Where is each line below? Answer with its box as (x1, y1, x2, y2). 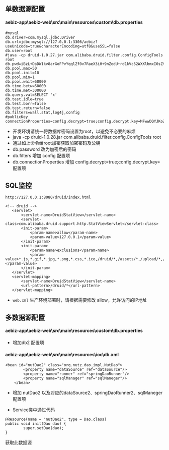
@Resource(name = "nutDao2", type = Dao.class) (5, 417, 107, 422)
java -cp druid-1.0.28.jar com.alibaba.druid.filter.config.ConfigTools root (12, 134, 161, 140)
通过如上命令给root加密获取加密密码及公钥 (12, 140, 101, 146)
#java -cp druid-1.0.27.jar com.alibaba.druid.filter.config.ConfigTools (5, 52, 163, 58)
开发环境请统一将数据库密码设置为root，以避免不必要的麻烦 (12, 128, 136, 134)
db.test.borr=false (5, 101, 46, 106)
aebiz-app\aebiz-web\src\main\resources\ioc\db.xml (5, 351, 119, 357)
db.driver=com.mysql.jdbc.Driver (5, 35, 75, 40)
